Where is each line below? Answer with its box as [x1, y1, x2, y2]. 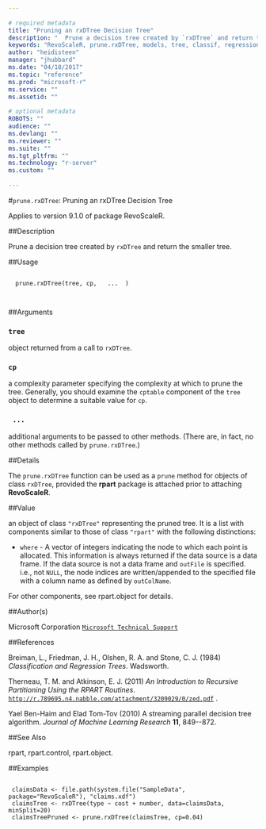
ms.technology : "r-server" [8, 159, 97, 167]
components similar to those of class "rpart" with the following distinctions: [8, 527, 256, 536]
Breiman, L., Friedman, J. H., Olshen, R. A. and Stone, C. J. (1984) [8, 652, 222, 662]
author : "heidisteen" [8, 48, 80, 56]
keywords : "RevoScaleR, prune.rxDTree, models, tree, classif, [8, 41, 222, 49]
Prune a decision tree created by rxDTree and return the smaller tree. [8, 241, 232, 251]
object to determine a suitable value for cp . [8, 396, 148, 405]
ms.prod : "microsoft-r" [8, 78, 87, 86]
